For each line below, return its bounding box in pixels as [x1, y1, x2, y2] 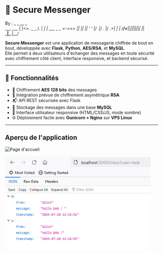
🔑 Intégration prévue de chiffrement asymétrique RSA [12, 92, 120, 98]
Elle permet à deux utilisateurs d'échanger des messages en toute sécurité [5, 50, 155, 56]
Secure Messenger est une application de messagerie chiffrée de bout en [5, 40, 154, 45]
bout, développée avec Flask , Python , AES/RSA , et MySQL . [5, 45, 126, 51]
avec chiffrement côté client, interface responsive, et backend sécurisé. [5, 55, 149, 61]
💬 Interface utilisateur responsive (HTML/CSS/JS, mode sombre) [12, 109, 142, 115]
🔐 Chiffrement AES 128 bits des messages [12, 87, 97, 92]
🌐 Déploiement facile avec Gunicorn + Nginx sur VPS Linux [12, 115, 132, 120]
